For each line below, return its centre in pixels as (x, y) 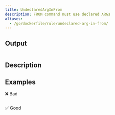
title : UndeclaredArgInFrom (34, 10)
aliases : (14, 19)
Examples (20, 82)
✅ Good (13, 108)
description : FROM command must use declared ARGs (58, 14)
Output (16, 43)
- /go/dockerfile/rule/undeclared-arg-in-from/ (59, 23)
